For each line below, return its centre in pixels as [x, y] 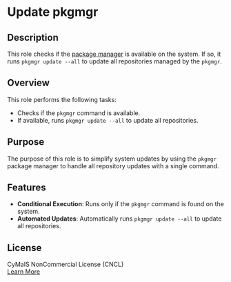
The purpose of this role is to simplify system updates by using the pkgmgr [112, 159]
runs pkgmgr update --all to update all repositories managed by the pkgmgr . [114, 61]
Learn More [24, 272]
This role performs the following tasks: [62, 99]
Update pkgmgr [53, 12]
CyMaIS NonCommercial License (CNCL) [66, 264]
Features [27, 188]
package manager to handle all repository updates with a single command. [113, 165]
